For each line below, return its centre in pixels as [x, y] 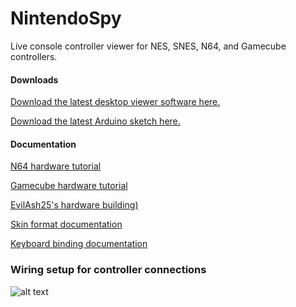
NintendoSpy [66, 18]
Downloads [34, 79]
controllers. [34, 56]
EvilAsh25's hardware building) [74, 205]
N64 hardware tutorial [56, 166]
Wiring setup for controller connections [108, 270]
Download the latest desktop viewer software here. [115, 102]
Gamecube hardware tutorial [69, 186]
